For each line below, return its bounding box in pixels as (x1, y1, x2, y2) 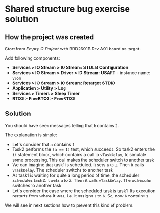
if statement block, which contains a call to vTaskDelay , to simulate (12, 151, 147, 157)
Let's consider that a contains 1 (12, 141, 75, 147)
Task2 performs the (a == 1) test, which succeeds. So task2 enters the (12, 147, 155, 152)
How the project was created (5, 33, 94, 41)
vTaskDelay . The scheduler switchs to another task (12, 167, 113, 173)
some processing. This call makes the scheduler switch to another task (12, 157, 154, 163)
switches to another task (12, 182, 62, 188)
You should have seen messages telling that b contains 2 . (5, 122, 119, 128)
